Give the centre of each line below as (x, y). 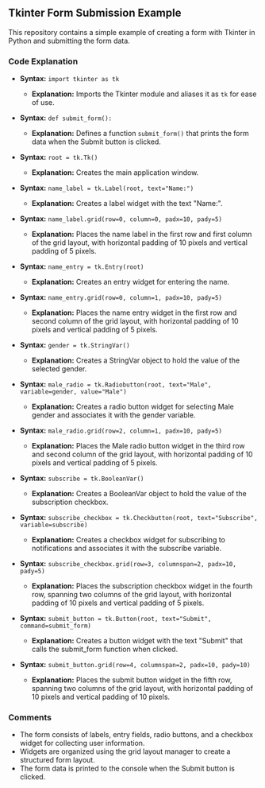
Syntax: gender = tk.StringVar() (75, 345)
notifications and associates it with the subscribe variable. (127, 549)
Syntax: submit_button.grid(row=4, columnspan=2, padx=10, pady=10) (135, 665)
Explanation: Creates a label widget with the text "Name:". (127, 204)
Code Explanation (43, 61)
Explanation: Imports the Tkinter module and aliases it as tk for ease (144, 94)
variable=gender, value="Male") (73, 392)
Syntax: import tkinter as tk (69, 79)
